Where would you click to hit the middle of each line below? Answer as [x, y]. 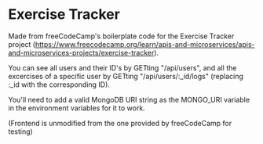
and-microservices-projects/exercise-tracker [81, 52]
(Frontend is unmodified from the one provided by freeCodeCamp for [120, 123]
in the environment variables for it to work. [77, 108]
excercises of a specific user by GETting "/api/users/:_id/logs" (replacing [126, 76]
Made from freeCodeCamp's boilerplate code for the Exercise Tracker [121, 36]
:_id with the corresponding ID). [59, 85]
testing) [20, 131]
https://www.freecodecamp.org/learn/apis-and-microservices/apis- [145, 44]
